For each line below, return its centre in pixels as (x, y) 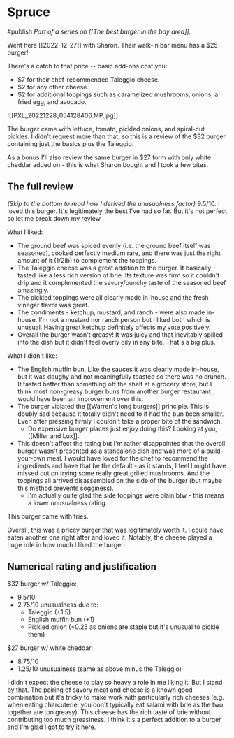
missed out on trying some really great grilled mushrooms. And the (114, 473)
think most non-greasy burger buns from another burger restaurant (114, 391)
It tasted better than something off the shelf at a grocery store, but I (115, 384)
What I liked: (25, 232)
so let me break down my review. (55, 218)
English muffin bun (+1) (61, 619)
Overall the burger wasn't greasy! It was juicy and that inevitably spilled (120, 334)
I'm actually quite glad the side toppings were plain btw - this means (126, 495)
